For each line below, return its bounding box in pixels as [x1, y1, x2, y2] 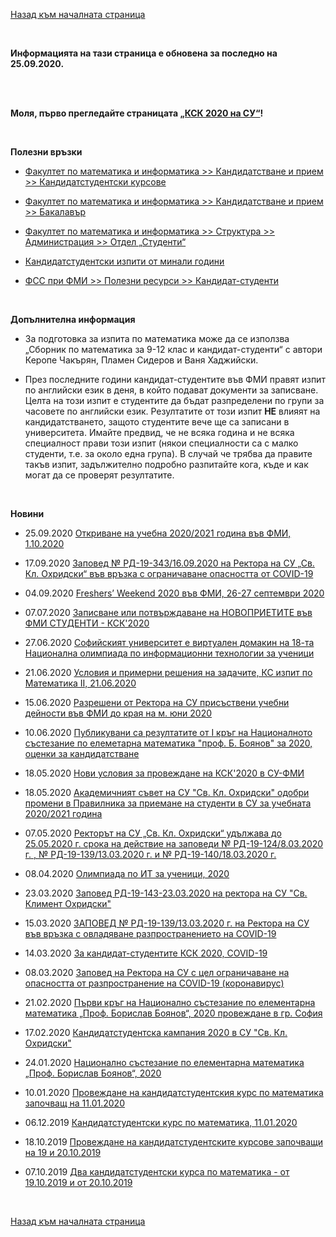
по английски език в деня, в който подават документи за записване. [24, 384, 319, 396]
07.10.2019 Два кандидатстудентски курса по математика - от [24, 1166, 290, 1178]
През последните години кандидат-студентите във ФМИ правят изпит [24, 374, 326, 385]
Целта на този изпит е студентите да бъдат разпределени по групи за [24, 395, 325, 406]
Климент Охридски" [24, 898, 112, 909]
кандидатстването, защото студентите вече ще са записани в [24, 416, 290, 428]
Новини [10, 508, 45, 519]
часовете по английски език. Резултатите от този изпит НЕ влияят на [24, 405, 321, 417]
